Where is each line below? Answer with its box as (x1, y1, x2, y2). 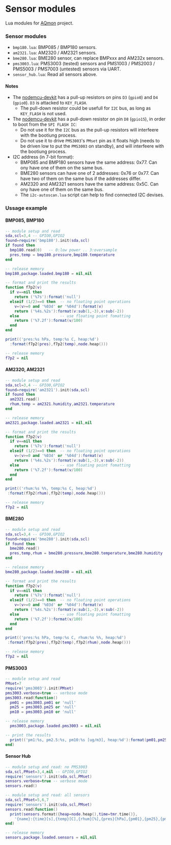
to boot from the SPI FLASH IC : (12, 121, 77, 127)
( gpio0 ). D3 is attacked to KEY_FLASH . (12, 100, 88, 106)
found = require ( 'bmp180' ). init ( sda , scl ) (5, 238, 90, 243)
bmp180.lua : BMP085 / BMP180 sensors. (12, 44, 97, 50)
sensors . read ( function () (5, 807, 58, 812)
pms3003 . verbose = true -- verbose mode (5, 690, 88, 696)
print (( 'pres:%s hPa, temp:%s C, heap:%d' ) (5, 337, 99, 342)
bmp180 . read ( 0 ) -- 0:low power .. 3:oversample (10, 248, 117, 253)
